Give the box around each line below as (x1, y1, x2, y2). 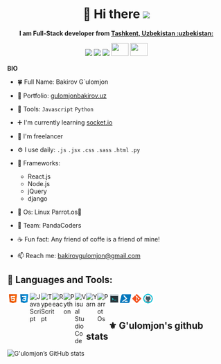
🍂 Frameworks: (17, 158, 61, 167)
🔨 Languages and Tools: (7, 274, 113, 286)
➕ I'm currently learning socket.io (17, 118, 113, 127)
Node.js (27, 179, 51, 188)
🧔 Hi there (82, 6, 141, 22)
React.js (27, 172, 51, 181)
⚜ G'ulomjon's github (108, 320, 204, 331)
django (27, 194, 48, 203)
